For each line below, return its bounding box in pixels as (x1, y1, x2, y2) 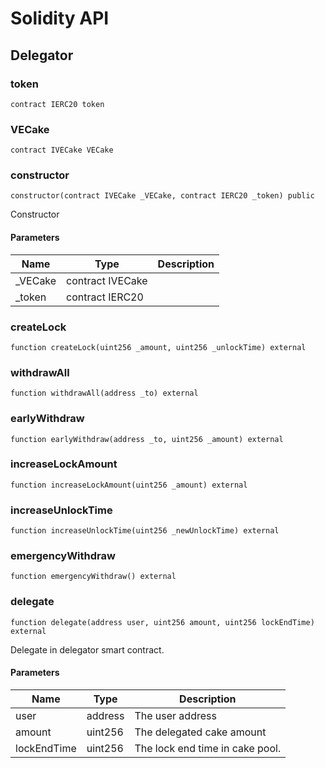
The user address (134, 708, 217, 722)
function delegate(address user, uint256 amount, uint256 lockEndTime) (10, 617, 315, 627)
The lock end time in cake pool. (134, 741, 282, 755)
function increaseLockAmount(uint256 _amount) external (10, 480, 248, 490)
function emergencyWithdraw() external (10, 572, 177, 582)
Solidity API (10, 7, 110, 30)
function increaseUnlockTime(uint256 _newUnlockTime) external (10, 526, 280, 536)
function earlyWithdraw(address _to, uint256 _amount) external (10, 434, 284, 444)
